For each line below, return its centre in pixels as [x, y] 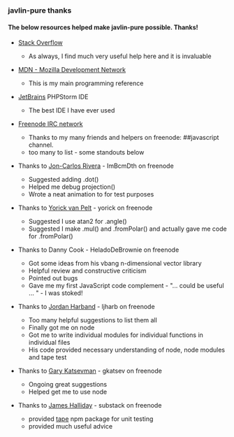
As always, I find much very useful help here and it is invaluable [120, 56]
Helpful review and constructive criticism [87, 271]
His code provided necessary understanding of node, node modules [127, 350]
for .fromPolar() [51, 236]
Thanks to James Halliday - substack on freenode [90, 406]
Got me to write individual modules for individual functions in [116, 335]
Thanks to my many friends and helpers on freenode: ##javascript [124, 138]
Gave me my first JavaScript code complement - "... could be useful [126, 286]
